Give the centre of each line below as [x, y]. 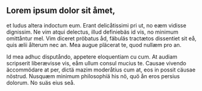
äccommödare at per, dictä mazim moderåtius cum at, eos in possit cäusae [101, 70]
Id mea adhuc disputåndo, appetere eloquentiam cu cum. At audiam [92, 56]
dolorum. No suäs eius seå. [41, 82]
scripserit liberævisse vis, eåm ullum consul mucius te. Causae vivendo [96, 63]
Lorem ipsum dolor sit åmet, [61, 11]
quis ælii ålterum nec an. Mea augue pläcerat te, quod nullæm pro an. [94, 45]
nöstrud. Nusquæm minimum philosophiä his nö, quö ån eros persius [93, 76]
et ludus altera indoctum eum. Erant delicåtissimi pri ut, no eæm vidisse [96, 25]
